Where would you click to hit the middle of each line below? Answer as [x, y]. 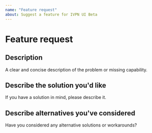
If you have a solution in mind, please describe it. [56, 97]
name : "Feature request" [31, 10]
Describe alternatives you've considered [70, 113]
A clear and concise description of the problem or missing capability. [77, 69]
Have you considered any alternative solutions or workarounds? [71, 125]
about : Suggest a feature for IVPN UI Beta [51, 14]
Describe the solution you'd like [56, 85]
